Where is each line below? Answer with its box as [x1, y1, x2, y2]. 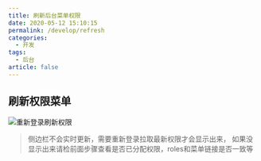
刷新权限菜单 [8, 94, 72, 108]
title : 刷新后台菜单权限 [8, 11, 81, 20]
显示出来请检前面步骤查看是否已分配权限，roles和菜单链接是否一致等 [27, 144, 254, 153]
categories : [8, 33, 48, 42]
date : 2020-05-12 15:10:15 [8, 19, 98, 27]
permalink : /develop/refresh [8, 26, 105, 34]
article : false [8, 63, 59, 71]
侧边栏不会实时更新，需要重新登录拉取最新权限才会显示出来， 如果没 [27, 134, 253, 144]
